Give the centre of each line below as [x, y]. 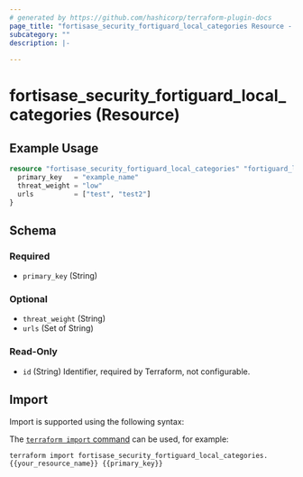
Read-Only [34, 352]
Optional [28, 299]
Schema [33, 230]
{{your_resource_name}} [54, 463]
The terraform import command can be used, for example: [119, 439]
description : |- [40, 43]
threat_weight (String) [64, 319]
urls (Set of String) [58, 328]
